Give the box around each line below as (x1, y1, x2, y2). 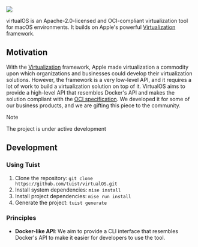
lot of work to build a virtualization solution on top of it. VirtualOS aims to (6, 83, 186, 90)
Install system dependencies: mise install (14, 186, 121, 193)
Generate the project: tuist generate (14, 199, 107, 206)
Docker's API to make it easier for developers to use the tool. (14, 234, 166, 241)
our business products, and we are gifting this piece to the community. (6, 102, 181, 109)
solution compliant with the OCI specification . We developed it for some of (6, 95, 190, 102)
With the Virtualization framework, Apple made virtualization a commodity (6, 63, 189, 70)
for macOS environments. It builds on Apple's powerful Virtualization (6, 23, 176, 31)
